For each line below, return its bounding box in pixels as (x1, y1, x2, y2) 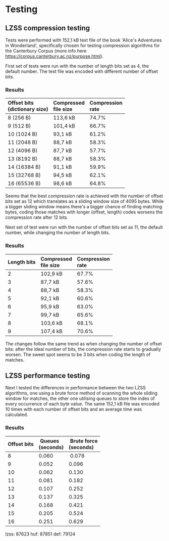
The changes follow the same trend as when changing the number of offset (5, 340, 162, 347)
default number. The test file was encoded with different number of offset (5, 68, 158, 74)
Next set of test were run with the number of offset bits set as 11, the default (5, 224, 163, 231)
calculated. (5, 412, 29, 418)
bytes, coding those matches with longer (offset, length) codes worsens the (5, 209, 163, 215)
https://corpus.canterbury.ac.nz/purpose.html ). (5, 53, 104, 59)
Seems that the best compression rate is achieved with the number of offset (5, 193, 163, 199)
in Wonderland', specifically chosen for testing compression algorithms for (5, 42, 160, 49)
